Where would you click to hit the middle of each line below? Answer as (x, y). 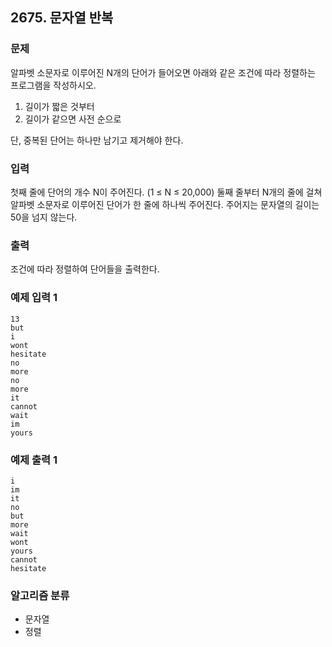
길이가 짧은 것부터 (59, 106)
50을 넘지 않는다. (44, 217)
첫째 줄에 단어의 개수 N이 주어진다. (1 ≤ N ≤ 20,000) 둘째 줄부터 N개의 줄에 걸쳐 (166, 192)
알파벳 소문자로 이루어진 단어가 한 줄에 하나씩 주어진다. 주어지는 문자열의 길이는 (165, 204)
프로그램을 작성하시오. (53, 85)
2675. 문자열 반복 (62, 18)
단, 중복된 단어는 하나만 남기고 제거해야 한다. (97, 140)
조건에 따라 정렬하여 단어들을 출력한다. (85, 269)
